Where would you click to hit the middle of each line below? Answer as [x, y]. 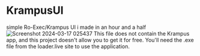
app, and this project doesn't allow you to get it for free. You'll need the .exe [100, 40]
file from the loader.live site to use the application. [68, 46]
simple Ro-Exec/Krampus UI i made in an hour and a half [76, 27]
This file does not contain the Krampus [142, 33]
